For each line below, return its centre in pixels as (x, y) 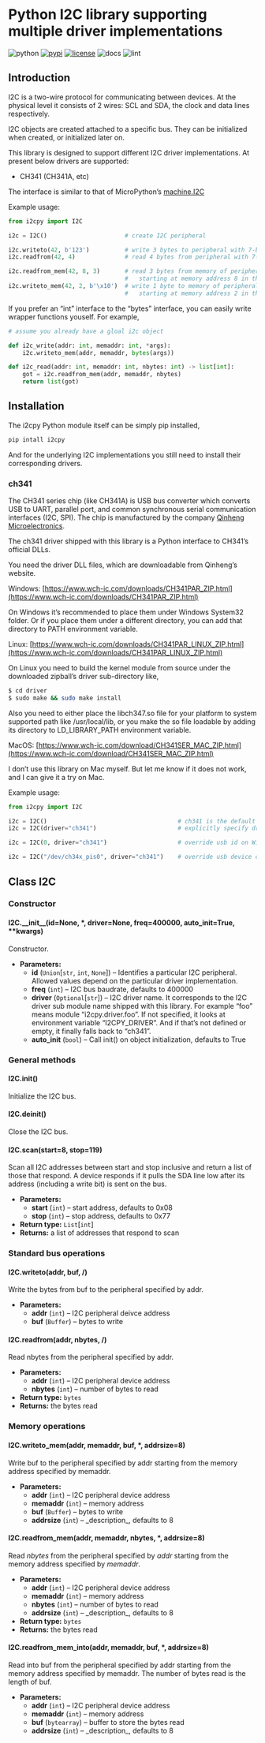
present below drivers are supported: (69, 161)
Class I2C (32, 881)
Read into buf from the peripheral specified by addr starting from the (119, 1665)
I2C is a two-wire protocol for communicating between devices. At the (122, 97)
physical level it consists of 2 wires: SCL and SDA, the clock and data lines (129, 105)
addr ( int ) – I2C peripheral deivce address (101, 1313)
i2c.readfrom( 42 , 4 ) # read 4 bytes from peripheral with (128, 257)
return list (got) (51, 382)
